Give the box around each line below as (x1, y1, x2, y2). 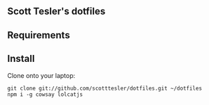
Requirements (7, 29, 70, 41)
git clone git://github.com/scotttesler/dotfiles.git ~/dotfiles (7, 85, 202, 92)
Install (7, 53, 35, 65)
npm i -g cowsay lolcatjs (7, 90, 83, 98)
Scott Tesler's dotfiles (7, 6, 106, 17)
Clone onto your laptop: (7, 71, 76, 79)
